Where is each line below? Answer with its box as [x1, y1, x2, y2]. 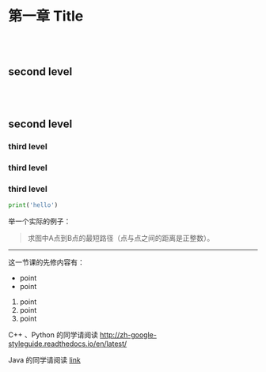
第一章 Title [8, 7, 84, 25]
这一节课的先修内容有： [8, 257, 85, 267]
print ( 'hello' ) [8, 201, 59, 209]
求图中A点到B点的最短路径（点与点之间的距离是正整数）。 [27, 234, 215, 243]
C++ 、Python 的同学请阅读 [8, 330, 99, 340]
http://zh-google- [100, 330, 157, 340]
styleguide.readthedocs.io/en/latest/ [8, 339, 127, 348]
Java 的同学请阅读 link [8, 355, 81, 365]
